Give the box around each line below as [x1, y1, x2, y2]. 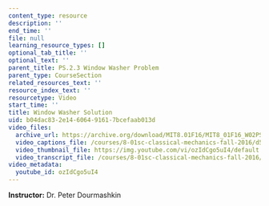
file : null [8, 34, 45, 42]
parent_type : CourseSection [8, 71, 102, 79]
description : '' [8, 19, 62, 27]
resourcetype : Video [8, 94, 78, 102]
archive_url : [15, 131, 59, 139]
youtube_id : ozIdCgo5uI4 [15, 168, 98, 176]
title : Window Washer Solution [8, 109, 113, 117]
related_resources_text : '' [8, 79, 102, 87]
